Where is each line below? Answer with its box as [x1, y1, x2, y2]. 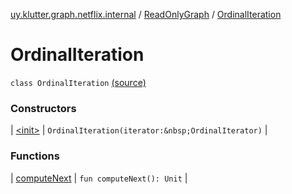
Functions [10, 149, 60, 163]
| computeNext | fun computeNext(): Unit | [10, 172, 188, 184]
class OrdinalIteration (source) [10, 76, 147, 88]
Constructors [10, 101, 77, 115]
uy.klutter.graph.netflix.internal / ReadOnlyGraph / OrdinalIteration [10, 9, 282, 20]
